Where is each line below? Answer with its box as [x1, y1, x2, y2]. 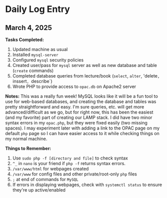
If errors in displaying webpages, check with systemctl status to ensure [12, 181, 162, 187]
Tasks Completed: [5, 36, 44, 42]
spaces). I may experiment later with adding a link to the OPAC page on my [5, 125, 160, 131]
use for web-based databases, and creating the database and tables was [5, 98, 156, 104]
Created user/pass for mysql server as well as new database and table [12, 62, 157, 68]
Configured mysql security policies [12, 57, 84, 63]
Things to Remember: [5, 145, 52, 151]
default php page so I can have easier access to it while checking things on [5, 130, 159, 136]
